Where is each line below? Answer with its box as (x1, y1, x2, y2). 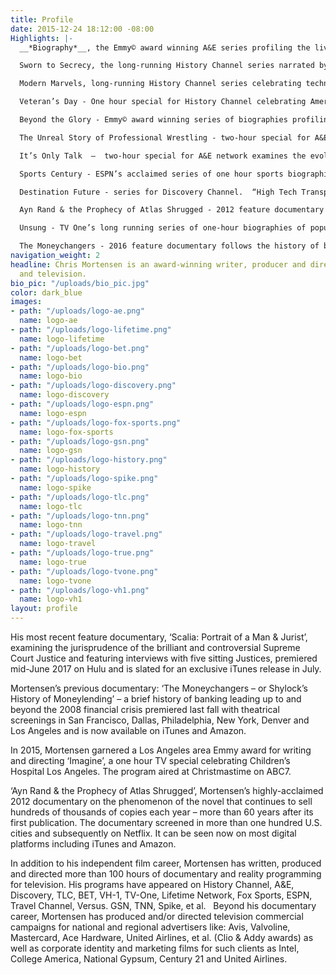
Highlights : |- (10, 33, 74, 43)
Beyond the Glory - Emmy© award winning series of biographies (19, 115, 288, 125)
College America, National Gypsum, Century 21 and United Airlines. (10, 953, 288, 965)
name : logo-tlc (19, 501, 83, 511)
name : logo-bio (19, 371, 83, 381)
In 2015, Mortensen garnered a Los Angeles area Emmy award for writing (10, 744, 312, 756)
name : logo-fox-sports (19, 427, 114, 437)
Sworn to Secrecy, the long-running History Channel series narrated (19, 61, 315, 71)
